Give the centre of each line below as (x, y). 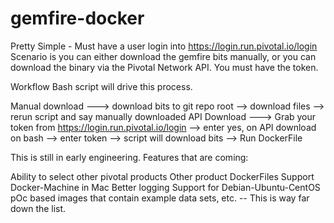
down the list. (38, 208)
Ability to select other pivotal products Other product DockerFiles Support (162, 176)
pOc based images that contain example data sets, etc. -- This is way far (160, 198)
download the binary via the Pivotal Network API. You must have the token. (164, 67)
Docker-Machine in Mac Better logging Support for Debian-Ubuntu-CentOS (165, 187)
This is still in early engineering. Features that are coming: (129, 157)
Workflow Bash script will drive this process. (101, 86)
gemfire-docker (77, 18)
